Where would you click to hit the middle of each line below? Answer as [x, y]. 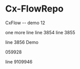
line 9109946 [19, 61]
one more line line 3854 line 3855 [40, 32]
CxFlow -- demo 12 [25, 23]
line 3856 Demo [22, 42]
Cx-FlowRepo [34, 9]
